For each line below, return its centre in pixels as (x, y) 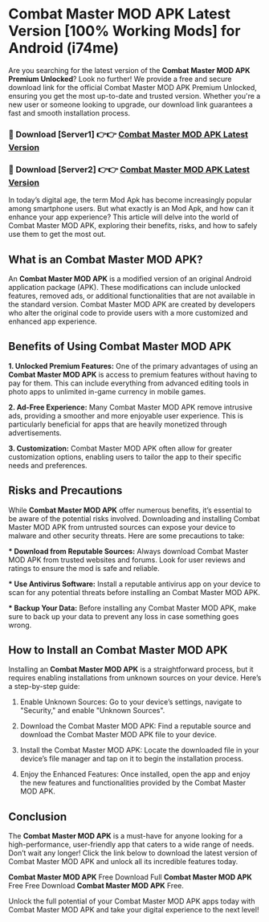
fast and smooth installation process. (69, 112)
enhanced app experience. (53, 321)
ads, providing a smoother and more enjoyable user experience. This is (126, 415)
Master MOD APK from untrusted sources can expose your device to (122, 527)
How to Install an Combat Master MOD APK (118, 650)
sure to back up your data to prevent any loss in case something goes (124, 616)
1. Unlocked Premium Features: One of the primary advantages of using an (133, 365)
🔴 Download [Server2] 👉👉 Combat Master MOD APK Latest (129, 169)
